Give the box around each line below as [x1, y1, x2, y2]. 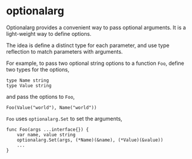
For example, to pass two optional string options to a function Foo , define [6, 60, 184, 67]
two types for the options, [6, 66, 70, 73]
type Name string [6, 77, 49, 83]
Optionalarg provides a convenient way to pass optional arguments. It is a [6, 24, 186, 31]
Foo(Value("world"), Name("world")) [6, 104, 97, 111]
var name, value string [17, 132, 76, 138]
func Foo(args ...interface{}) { [6, 126, 89, 132]
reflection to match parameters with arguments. [6, 48, 123, 55]
